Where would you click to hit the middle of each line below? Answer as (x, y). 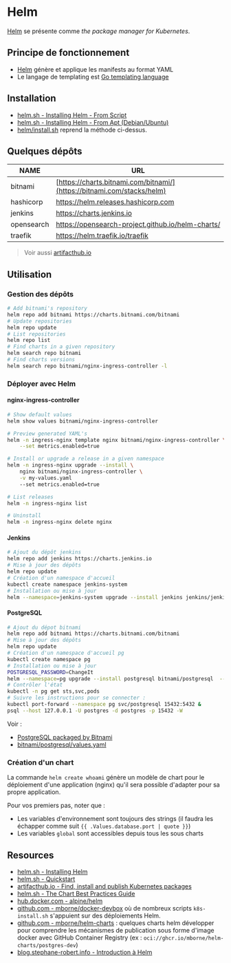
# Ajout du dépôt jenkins (44, 552)
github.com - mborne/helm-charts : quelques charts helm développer (115, 923)
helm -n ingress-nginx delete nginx (59, 522)
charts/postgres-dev (46, 945)
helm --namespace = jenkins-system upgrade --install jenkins (95, 597)
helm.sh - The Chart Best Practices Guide (76, 893)
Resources (31, 855)
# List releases (30, 497)
